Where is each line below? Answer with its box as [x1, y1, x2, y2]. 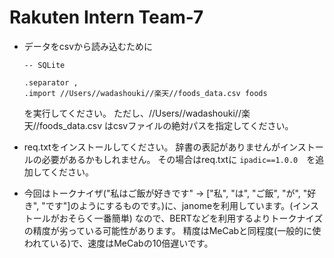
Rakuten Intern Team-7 [9, 6, 204, 29]
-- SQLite [23, 60, 66, 70]
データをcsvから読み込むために [23, 40, 154, 52]
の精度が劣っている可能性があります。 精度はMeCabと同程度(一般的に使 [23, 224, 322, 236]
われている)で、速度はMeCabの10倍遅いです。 [23, 237, 214, 249]
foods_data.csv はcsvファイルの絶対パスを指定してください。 [38, 119, 294, 131]
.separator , [23, 77, 79, 88]
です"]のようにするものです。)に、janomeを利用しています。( [45, 199, 294, 211]
